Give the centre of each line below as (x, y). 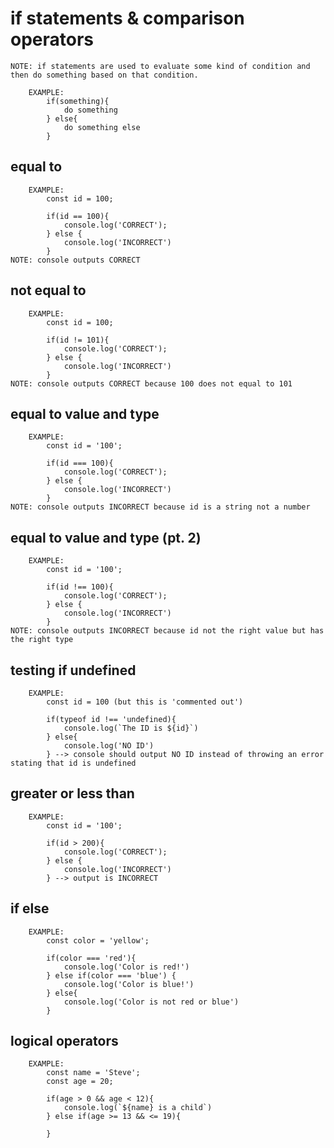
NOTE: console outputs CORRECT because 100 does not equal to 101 (151, 383)
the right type (42, 640)
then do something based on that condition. (104, 75)
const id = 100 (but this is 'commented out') (145, 702)
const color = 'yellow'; (98, 940)
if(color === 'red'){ (91, 958)
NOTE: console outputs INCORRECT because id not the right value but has (167, 631)
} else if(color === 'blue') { (111, 975)
